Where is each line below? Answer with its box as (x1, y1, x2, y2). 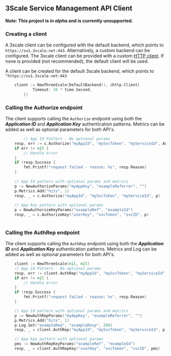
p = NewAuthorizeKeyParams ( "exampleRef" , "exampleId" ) (14, 208, 133, 213)
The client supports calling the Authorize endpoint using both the (5, 116, 142, 122)
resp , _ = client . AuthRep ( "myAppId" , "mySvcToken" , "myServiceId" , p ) (14, 327, 167, 333)
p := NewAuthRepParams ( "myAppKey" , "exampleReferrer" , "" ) (14, 313, 142, 318)
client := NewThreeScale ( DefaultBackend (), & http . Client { (14, 83, 140, 88)
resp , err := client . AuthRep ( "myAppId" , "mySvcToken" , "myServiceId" (14, 270, 165, 276)
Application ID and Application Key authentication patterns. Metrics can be (5, 121, 165, 127)
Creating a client (5, 30, 47, 37)
